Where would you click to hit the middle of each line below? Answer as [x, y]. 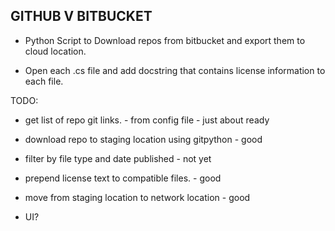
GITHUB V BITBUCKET [81, 16]
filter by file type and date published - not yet [118, 158]
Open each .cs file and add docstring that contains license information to [175, 70]
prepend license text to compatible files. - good [123, 178]
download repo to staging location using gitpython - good [143, 139]
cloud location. [55, 51]
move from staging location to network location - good [137, 197]
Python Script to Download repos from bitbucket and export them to [165, 40]
